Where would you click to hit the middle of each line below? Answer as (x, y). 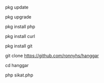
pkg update (17, 7)
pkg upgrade (18, 17)
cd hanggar (17, 65)
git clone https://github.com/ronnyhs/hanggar (52, 55)
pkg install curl (20, 36)
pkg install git (19, 46)
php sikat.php (19, 75)
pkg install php (20, 26)
